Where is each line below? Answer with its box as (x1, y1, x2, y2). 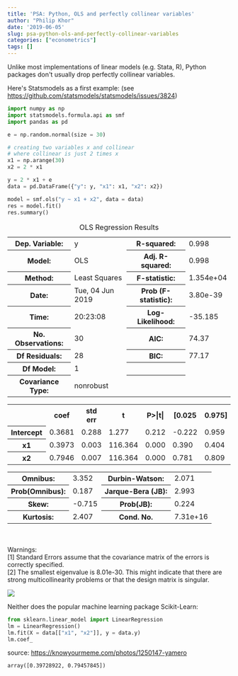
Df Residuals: (16, 351, 62, 361)
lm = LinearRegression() (7, 622, 81, 630)
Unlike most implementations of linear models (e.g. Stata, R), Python (7, 63, 207, 71)
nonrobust (74, 381, 108, 391)
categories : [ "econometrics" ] (7, 37, 97, 44)
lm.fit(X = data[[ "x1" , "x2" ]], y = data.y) (7, 629, 141, 636)
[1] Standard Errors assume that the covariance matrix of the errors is (7, 553, 210, 561)
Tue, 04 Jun (74, 286, 115, 296)
